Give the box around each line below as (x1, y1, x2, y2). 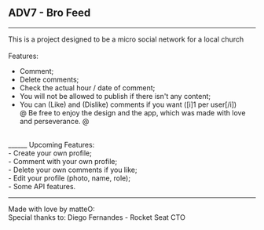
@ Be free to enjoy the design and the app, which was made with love (19, 108, 246, 117)
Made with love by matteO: (8, 204, 96, 214)
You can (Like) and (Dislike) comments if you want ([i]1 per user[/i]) (19, 100, 237, 109)
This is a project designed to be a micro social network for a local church (8, 35, 244, 44)
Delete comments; (19, 75, 79, 84)
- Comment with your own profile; (8, 156, 118, 166)
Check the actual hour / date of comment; (19, 82, 156, 93)
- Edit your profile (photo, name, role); (8, 173, 131, 183)
